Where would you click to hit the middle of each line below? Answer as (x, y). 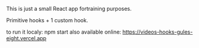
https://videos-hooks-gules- (158, 32)
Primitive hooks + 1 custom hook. (47, 20)
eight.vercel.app (26, 38)
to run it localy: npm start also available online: (64, 32)
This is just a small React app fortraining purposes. (69, 9)
